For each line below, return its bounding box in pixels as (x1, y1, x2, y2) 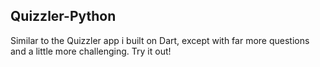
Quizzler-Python (10, 8, 117, 25)
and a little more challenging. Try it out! (10, 45, 172, 57)
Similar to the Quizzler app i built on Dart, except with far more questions (10, 34, 310, 46)
